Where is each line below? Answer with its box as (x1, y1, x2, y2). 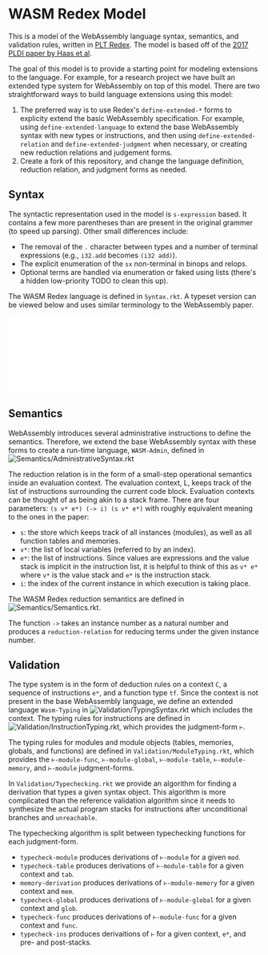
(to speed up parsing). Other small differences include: (8, 226, 189, 236)
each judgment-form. (8, 837, 78, 847)
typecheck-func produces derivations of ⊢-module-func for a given (19, 912, 238, 922)
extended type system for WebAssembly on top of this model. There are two (8, 81, 260, 91)
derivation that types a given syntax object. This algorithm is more (8, 787, 226, 797)
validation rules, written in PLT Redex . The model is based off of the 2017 (8, 39, 249, 49)
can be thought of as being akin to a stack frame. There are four (8, 495, 220, 504)
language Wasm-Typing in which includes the (8, 705, 254, 714)
